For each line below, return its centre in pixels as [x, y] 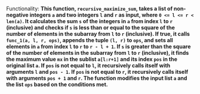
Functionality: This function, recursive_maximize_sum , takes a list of [90, 9]
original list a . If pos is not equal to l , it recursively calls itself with [88, 65]
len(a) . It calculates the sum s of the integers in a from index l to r [90, 21]
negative [17, 15]
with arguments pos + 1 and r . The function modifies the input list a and [97, 78]
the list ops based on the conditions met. [57, 84]
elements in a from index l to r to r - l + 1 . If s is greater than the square [99, 46]
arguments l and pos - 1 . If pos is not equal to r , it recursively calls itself [97, 72]
